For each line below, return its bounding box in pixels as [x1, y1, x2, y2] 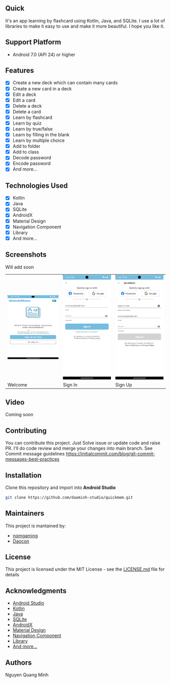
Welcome [7, 381, 27, 387]
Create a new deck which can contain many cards [12, 80, 118, 86]
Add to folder [12, 143, 41, 150]
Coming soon [5, 411, 34, 418]
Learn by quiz [12, 120, 42, 126]
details [5, 572, 19, 578]
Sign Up [115, 381, 132, 387]
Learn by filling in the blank [12, 132, 70, 137]
